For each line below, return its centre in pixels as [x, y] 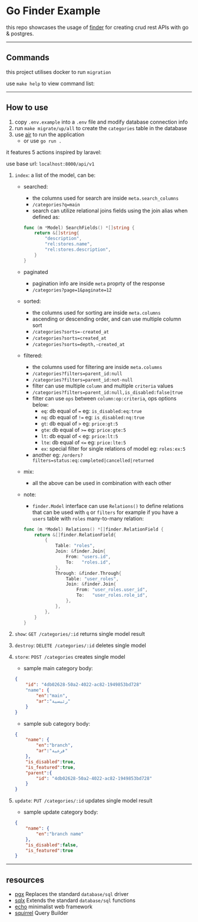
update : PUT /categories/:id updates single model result [83, 801]
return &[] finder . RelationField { [75, 535]
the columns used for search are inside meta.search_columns [105, 198]
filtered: [33, 355]
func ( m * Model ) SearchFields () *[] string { [79, 228]
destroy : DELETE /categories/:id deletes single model [80, 645]
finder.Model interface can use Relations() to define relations [108, 506]
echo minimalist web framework [53, 907]
